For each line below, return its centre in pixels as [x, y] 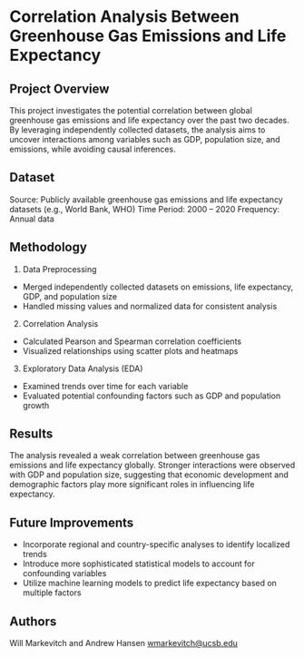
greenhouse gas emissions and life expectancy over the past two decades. [149, 120]
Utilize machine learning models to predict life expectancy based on [149, 583]
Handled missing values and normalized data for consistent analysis [150, 306]
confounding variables [64, 574]
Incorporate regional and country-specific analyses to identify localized [156, 544]
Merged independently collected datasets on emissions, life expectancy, [158, 287]
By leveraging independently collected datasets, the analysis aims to [137, 130]
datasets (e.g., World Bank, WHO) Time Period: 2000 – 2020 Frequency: [144, 209]
